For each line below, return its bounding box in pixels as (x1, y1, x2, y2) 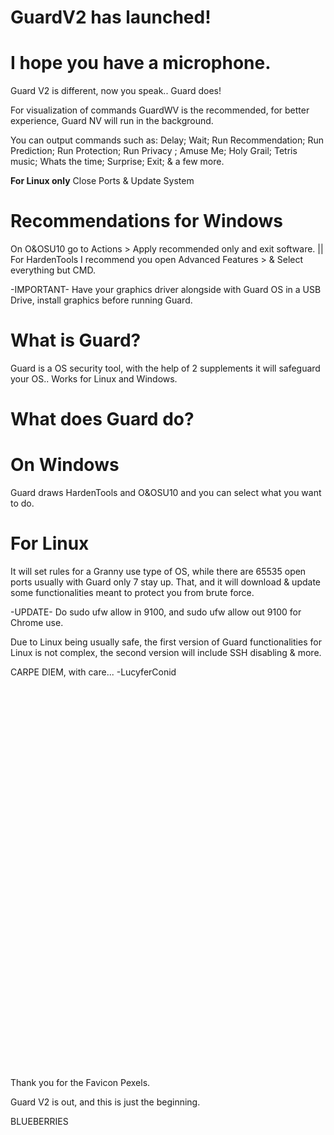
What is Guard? (10, 329, 142, 352)
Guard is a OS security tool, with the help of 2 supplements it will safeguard (10, 362, 321, 374)
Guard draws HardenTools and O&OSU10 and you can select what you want (10, 487, 322, 499)
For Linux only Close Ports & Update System (10, 175, 195, 187)
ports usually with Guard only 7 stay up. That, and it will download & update (10, 576, 322, 588)
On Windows (10, 454, 120, 476)
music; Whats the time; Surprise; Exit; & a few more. (10, 156, 225, 168)
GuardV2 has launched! (10, 6, 212, 29)
